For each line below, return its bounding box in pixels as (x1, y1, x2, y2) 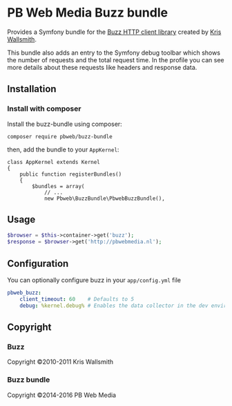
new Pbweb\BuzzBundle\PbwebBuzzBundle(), (43, 195, 166, 202)
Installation (7, 83, 57, 95)
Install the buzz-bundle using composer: (7, 120, 122, 128)
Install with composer (7, 104, 81, 113)
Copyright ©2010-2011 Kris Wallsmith (7, 358, 114, 366)
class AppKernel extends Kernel (7, 158, 100, 165)
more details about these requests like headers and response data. (7, 63, 197, 71)
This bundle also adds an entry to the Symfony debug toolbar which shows (7, 48, 221, 57)
